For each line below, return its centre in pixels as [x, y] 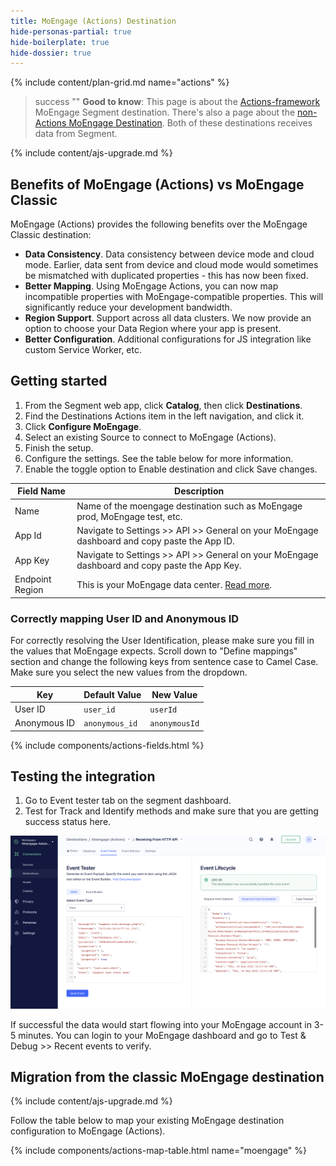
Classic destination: [51, 235]
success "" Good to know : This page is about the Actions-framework [177, 102]
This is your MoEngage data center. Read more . [174, 584]
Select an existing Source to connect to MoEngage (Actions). [150, 437]
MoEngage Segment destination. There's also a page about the [165, 112]
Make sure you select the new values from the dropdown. [129, 672]
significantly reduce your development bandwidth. [128, 307]
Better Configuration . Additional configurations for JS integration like [168, 339]
